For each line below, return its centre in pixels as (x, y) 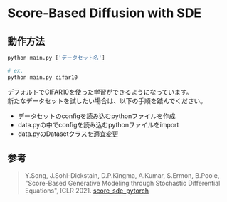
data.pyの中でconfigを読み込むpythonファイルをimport (98, 124)
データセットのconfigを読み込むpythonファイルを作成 (96, 116)
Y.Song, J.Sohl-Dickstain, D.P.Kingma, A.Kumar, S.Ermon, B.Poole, (122, 176)
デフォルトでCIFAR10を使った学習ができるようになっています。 (100, 92)
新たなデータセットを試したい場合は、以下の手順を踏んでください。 (107, 100)
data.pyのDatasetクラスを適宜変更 (68, 134)
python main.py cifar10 (43, 77)
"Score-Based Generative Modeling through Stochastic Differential (122, 184)
